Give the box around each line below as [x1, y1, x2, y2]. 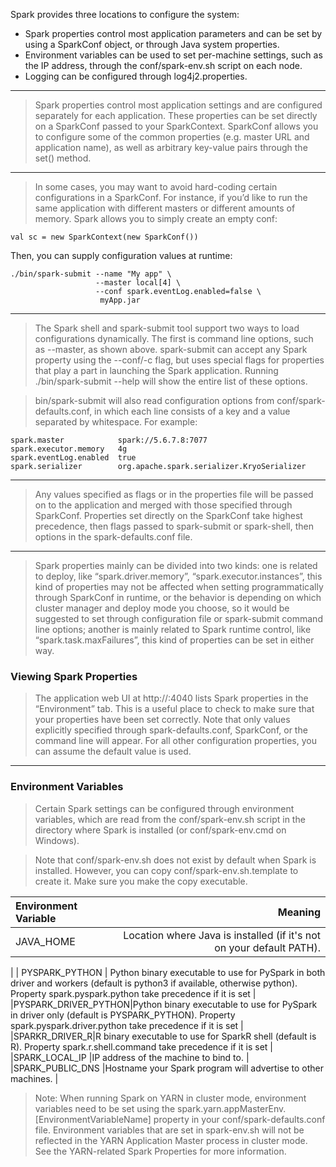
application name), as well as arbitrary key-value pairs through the [34, 142, 308, 153]
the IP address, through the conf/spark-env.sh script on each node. [24, 60, 303, 71]
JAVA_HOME [15, 934, 76, 948]
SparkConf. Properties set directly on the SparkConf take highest [34, 510, 303, 521]
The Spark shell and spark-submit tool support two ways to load [34, 322, 300, 334]
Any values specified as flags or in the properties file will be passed [34, 489, 314, 500]
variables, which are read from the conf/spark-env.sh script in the [34, 813, 306, 825]
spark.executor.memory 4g [10, 444, 128, 454]
